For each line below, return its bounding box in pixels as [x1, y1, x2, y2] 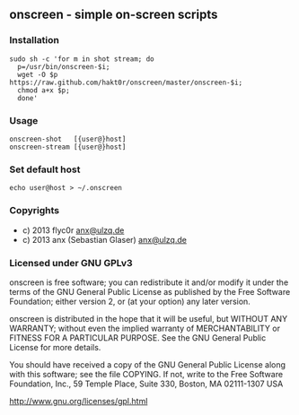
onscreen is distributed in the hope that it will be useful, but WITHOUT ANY [9, 313, 288, 324]
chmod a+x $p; [17, 85, 70, 95]
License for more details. [9, 342, 101, 352]
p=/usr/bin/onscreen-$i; [17, 62, 110, 71]
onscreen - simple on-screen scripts [9, 7, 218, 22]
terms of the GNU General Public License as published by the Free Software [9, 286, 291, 297]
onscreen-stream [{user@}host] [9, 143, 127, 151]
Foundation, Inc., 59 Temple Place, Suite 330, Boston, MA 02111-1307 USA [9, 378, 284, 389]
